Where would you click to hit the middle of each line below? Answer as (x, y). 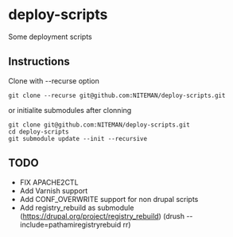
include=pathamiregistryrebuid (70, 224)
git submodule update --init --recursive (78, 138)
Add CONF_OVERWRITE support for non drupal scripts (109, 199)
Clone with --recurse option (54, 80)
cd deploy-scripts (39, 132)
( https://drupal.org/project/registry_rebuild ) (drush (102, 216)
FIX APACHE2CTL (49, 182)
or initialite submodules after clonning (70, 110)
